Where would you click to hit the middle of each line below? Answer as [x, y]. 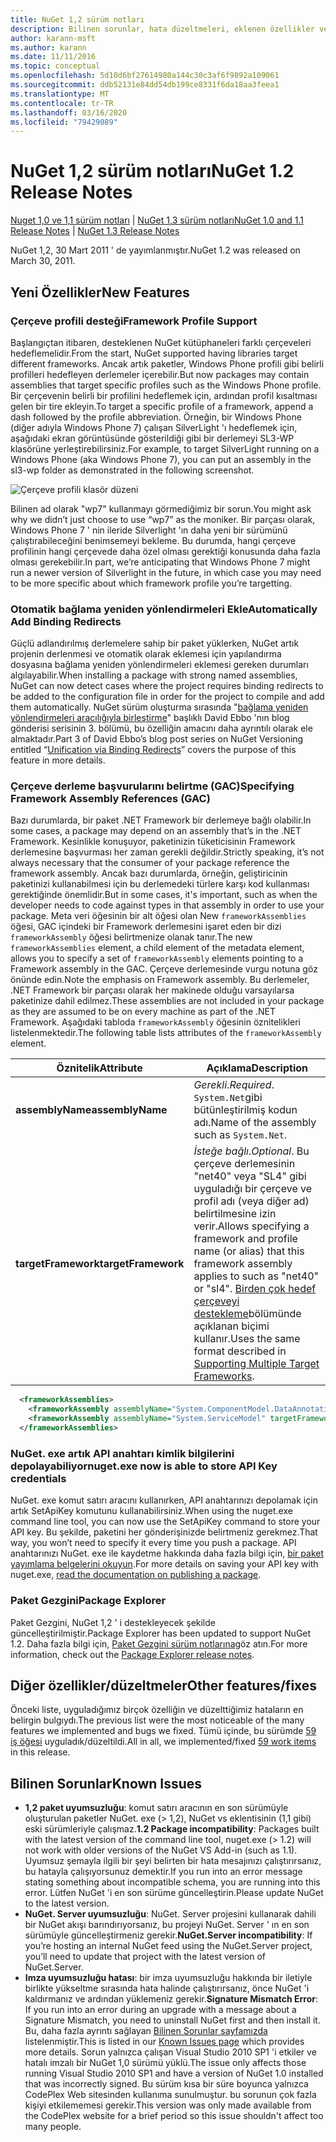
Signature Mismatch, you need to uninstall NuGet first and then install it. [172, 2020]
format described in [240, 1351]
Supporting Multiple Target [256, 1364]
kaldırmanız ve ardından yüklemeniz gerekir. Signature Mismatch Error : [171, 1999]
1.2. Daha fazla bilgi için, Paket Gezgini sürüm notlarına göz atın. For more [159, 1643]
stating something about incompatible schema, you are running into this [172, 1882]
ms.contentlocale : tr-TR [62, 103]
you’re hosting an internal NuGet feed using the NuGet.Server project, [168, 1946]
